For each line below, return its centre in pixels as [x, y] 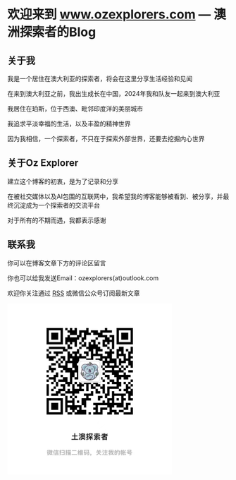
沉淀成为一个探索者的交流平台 [56, 205]
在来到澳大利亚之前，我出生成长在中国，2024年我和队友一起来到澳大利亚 [114, 94]
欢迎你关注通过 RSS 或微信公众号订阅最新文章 [74, 293]
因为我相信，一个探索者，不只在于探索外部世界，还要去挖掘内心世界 [106, 139]
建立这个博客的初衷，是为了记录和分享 [63, 181]
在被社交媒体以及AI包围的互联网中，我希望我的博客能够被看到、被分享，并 [115, 196]
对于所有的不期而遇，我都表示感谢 [57, 220]
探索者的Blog [58, 32]
